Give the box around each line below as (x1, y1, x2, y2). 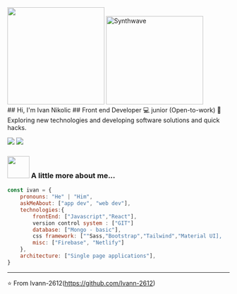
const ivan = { (7, 187, 52, 194)
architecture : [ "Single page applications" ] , (20, 252, 157, 260)
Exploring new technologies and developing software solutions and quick (7, 116, 220, 124)
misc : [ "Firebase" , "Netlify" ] (32, 240, 125, 247)
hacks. (7, 124, 27, 131)
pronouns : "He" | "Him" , (20, 194, 93, 201)
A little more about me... (30, 170, 116, 180)
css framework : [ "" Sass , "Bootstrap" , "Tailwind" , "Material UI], (32, 233, 222, 240)
